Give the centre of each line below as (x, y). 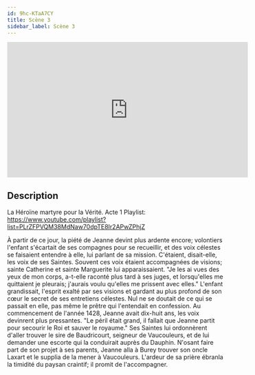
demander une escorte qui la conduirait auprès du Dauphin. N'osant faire (111, 343)
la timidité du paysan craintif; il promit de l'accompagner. (88, 365)
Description (33, 196)
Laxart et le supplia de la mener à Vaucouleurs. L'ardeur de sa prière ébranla (115, 357)
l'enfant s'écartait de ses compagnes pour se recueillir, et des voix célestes (114, 248)
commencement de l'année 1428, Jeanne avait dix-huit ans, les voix (103, 313)
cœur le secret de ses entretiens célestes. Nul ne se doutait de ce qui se (110, 299)
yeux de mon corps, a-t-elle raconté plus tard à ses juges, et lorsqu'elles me (115, 277)
